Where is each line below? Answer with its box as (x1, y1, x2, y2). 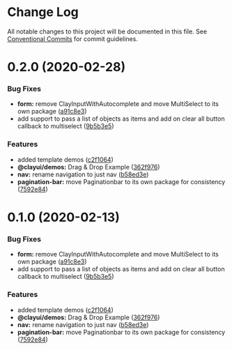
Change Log (7, 4, 79, 20)
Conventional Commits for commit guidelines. (7, 34, 138, 43)
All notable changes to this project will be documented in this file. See (7, 27, 208, 36)
